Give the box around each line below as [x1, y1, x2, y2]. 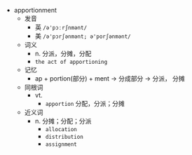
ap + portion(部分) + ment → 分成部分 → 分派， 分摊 [34, 74, 186, 83]
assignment [45, 141, 77, 148]
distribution [45, 133, 84, 140]
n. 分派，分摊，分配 [34, 49, 92, 58]
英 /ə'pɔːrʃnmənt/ [34, 23, 88, 31]
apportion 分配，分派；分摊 [45, 100, 125, 107]
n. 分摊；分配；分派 [34, 117, 92, 125]
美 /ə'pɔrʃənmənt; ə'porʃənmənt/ [34, 32, 131, 40]
